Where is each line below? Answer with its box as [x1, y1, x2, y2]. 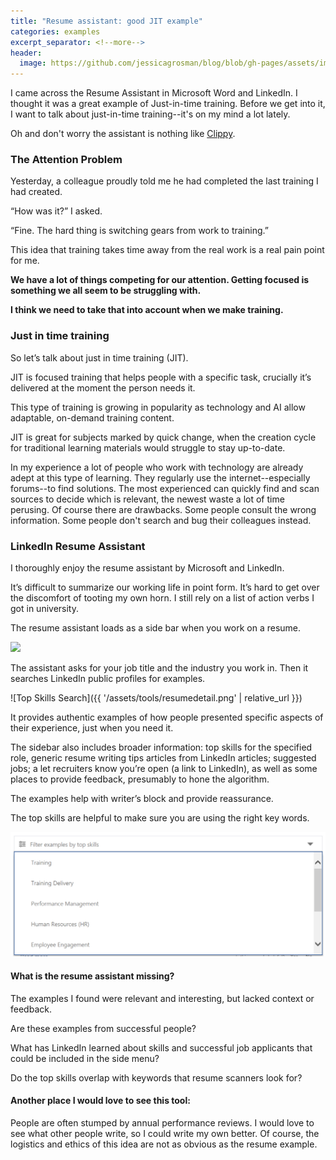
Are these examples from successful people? [10, 1022, 197, 1034]
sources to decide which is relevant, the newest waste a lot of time [10, 493, 285, 505]
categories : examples [10, 26, 101, 37]
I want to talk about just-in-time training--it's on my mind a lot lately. [10, 108, 291, 120]
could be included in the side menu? [10, 1052, 160, 1064]
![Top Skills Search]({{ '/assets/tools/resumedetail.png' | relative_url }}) [10, 692, 303, 704]
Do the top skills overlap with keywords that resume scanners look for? [10, 1071, 303, 1084]
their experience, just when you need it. [10, 722, 174, 734]
